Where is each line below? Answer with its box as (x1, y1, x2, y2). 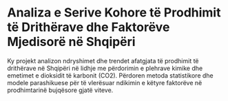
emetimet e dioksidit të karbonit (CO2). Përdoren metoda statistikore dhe (7, 71, 214, 80)
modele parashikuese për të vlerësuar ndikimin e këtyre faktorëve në (7, 78, 203, 87)
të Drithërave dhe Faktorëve (7, 19, 170, 35)
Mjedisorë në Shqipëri (7, 34, 136, 49)
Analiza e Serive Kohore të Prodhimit (7, 5, 221, 21)
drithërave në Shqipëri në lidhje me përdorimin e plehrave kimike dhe (7, 64, 203, 72)
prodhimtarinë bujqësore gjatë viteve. (7, 86, 114, 94)
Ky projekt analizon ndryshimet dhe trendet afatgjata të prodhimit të (7, 56, 199, 65)
